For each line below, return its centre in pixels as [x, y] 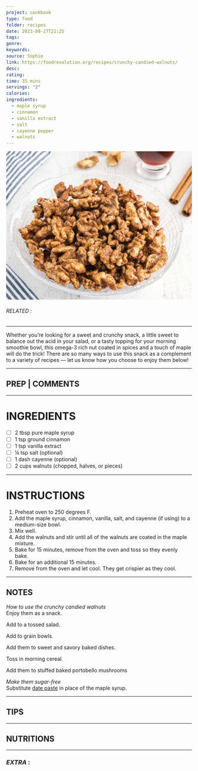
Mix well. [25, 531]
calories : [18, 94]
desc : [13, 68]
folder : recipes [26, 25]
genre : [14, 44]
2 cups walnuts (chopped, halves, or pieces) [69, 466]
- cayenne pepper [33, 131]
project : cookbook [29, 12]
